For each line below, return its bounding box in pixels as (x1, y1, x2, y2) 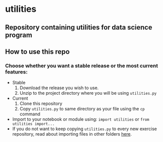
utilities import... (12, 122, 55, 127)
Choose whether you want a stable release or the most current (5, 62, 158, 69)
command (19, 111, 41, 117)
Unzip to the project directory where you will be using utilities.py (19, 90, 157, 96)
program (5, 31, 33, 39)
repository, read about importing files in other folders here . (12, 131, 132, 137)
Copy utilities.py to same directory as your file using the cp (19, 106, 145, 112)
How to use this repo (5, 47, 70, 56)
